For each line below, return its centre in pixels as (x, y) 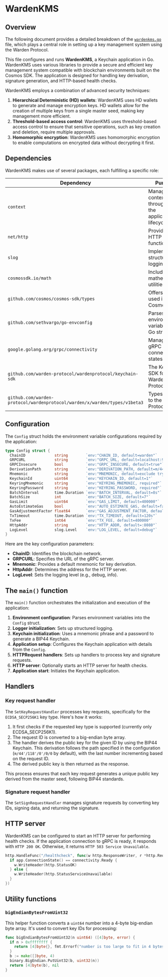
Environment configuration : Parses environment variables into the (81, 618)
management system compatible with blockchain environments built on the (82, 70)
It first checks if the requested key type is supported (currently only (82, 726)
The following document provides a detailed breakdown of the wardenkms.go (83, 39)
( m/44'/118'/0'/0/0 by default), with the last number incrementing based (87, 753)
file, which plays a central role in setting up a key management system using (84, 45)
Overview (21, 27)
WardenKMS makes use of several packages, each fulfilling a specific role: (82, 170)
